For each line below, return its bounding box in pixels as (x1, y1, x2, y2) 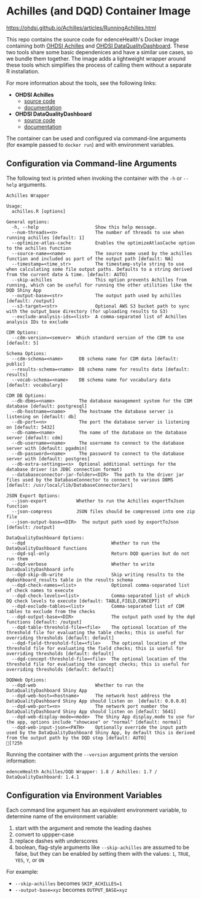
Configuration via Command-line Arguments (6, 158, 178, 169)
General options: (6, 218, 50, 225)
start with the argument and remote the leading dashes (14, 824, 152, 832)
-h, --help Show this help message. (11, 224, 158, 230)
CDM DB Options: (6, 392, 47, 398)
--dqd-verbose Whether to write (11, 561, 155, 567)
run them (6, 555, 28, 562)
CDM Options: (6, 329, 39, 335)
